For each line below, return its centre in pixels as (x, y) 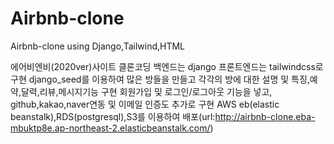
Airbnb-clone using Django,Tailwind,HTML (98, 46)
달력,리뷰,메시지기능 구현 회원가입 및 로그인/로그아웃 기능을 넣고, (146, 91)
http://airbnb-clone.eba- (265, 116)
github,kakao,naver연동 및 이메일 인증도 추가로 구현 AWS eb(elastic (145, 104)
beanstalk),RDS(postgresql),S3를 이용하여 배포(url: (113, 116)
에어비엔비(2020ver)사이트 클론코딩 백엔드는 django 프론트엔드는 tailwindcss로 (167, 66)
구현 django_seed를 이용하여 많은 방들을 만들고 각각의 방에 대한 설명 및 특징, (160, 79)
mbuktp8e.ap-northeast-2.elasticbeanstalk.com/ (110, 128)
